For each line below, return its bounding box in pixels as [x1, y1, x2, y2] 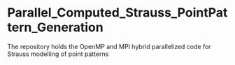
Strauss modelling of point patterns [7, 50, 109, 58]
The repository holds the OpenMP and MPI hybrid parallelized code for [7, 42, 211, 50]
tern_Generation [7, 19, 104, 35]
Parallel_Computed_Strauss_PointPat [7, 5, 228, 21]
